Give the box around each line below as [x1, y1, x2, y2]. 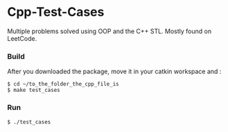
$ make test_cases [7, 87, 60, 94]
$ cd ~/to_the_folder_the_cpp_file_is [7, 81, 119, 88]
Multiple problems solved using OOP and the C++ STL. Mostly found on [7, 27, 212, 35]
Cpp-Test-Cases [7, 4, 105, 20]
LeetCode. [7, 34, 37, 42]
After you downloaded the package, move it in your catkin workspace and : [7, 67, 222, 76]
